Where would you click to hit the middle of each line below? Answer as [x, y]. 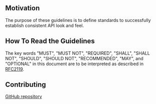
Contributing [26, 85]
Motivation [23, 8]
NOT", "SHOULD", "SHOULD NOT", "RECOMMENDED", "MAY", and [74, 58]
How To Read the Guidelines [50, 41]
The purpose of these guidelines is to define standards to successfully [78, 20]
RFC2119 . [15, 69]
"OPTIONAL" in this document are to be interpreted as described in [74, 64]
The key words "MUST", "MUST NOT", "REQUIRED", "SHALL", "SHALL [78, 53]
